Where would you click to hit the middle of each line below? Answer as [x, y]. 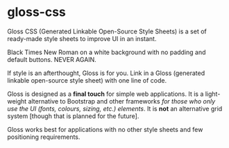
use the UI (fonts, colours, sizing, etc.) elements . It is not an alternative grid [115, 108]
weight [17, 101]
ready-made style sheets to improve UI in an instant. [82, 38]
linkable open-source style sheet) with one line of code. [87, 80]
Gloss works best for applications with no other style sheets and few [105, 129]
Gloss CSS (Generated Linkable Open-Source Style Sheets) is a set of [107, 31]
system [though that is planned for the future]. [73, 116]
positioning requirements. [44, 137]
